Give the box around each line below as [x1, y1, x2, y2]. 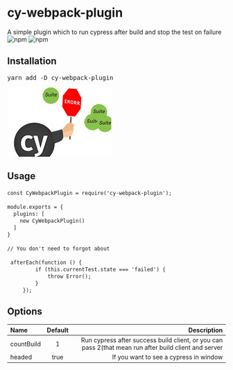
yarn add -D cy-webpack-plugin [7, 74, 114, 81]
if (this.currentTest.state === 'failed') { [35, 266, 166, 273]
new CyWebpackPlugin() [19, 217, 85, 224]
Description [188, 326, 223, 334]
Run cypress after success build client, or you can [80, 336, 223, 344]
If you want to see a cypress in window [112, 353, 223, 362]
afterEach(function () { [10, 259, 82, 266]
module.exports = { [7, 203, 64, 210]
